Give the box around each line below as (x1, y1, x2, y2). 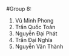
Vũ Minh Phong (15, 17, 54, 24)
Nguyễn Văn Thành (15, 43, 64, 50)
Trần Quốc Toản (15, 24, 56, 30)
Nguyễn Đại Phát (15, 30, 57, 37)
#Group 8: (6, 5, 32, 12)
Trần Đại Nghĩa (15, 37, 53, 43)
